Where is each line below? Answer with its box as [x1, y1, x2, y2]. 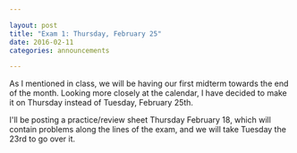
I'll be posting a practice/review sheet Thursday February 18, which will [9, 115, 271, 125]
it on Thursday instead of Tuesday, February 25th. [9, 98, 194, 108]
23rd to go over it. [9, 133, 76, 144]
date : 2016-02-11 [9, 38, 74, 47]
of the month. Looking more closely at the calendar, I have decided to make [9, 88, 288, 98]
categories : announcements [9, 46, 110, 55]
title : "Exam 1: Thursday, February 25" [9, 29, 163, 38]
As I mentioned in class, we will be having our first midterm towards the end [9, 78, 289, 89]
